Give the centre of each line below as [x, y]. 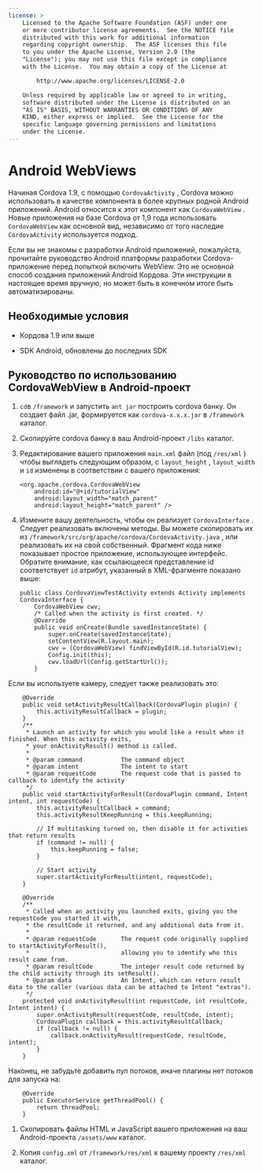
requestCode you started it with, [65, 918]
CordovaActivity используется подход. [73, 234]
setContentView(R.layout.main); [101, 642]
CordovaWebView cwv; [68, 607]
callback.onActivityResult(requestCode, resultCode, [138, 1036]
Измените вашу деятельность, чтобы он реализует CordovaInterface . [137, 520]
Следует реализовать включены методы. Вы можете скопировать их [136, 529]
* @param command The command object [105, 760]
